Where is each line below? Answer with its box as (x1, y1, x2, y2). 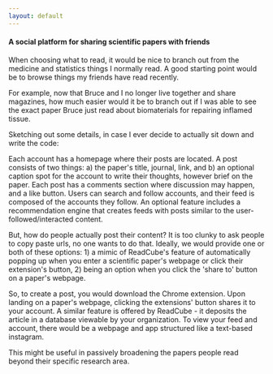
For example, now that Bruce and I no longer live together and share (8, 88, 236, 97)
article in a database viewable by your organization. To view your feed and (8, 314, 258, 325)
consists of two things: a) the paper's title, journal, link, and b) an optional (8, 162, 254, 172)
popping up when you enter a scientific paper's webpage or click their (8, 256, 244, 265)
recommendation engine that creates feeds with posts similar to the (8, 205, 235, 215)
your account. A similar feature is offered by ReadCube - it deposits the (8, 306, 248, 316)
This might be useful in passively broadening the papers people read (8, 347, 239, 357)
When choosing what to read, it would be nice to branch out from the (8, 54, 240, 65)
